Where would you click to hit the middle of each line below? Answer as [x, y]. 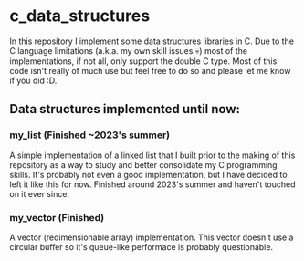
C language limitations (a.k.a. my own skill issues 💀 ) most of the [129, 50]
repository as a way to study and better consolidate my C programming [143, 164]
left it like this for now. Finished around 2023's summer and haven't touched [152, 184]
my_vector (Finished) [57, 217]
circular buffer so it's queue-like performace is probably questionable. [142, 246]
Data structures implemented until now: [125, 109]
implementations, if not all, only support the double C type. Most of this [143, 61]
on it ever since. [40, 193]
